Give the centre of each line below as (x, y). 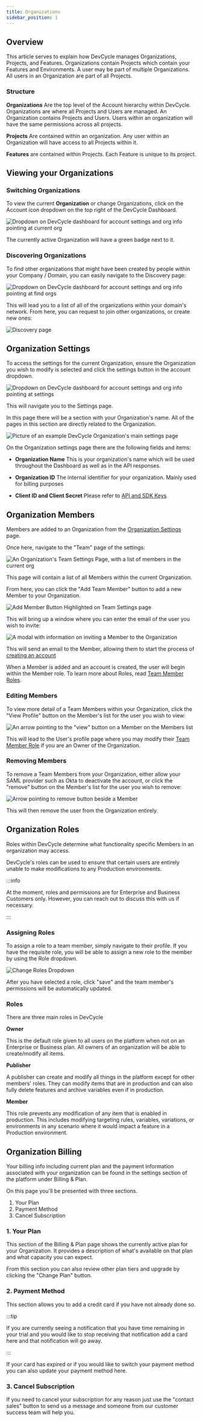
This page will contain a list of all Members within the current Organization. (99, 577)
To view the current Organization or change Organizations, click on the (95, 203)
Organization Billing (44, 1152)
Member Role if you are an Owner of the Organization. (73, 745)
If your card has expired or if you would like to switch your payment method (100, 1364)
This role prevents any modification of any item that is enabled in (87, 1113)
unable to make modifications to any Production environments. (84, 868)
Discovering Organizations (46, 256)
